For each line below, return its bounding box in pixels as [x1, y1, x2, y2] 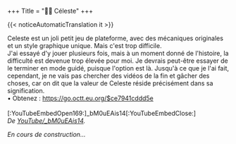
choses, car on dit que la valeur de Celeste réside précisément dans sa [7, 79, 213, 88]
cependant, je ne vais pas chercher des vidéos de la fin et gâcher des [7, 71, 210, 80]
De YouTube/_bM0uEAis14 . [7, 116, 86, 125]
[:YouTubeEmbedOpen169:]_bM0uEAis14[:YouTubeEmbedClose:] [7, 109, 196, 117]
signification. [7, 87, 45, 95]
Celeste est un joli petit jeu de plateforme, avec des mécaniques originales [7, 34, 224, 42]
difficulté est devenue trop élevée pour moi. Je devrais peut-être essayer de [7, 56, 229, 65]
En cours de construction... [7, 131, 86, 138]
